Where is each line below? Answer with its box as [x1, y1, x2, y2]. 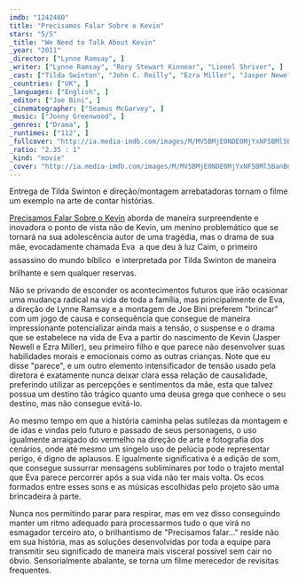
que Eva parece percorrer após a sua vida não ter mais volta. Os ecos [9, 472, 264, 483]
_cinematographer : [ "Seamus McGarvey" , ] [9, 104, 165, 113]
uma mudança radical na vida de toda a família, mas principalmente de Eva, [9, 294, 286, 305]
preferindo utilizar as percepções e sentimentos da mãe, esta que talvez [9, 380, 273, 390]
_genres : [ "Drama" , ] [9, 121, 90, 130]
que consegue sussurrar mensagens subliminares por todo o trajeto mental [9, 463, 285, 474]
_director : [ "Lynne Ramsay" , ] [9, 54, 125, 63]
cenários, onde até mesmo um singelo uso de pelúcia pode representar [9, 444, 271, 454]
